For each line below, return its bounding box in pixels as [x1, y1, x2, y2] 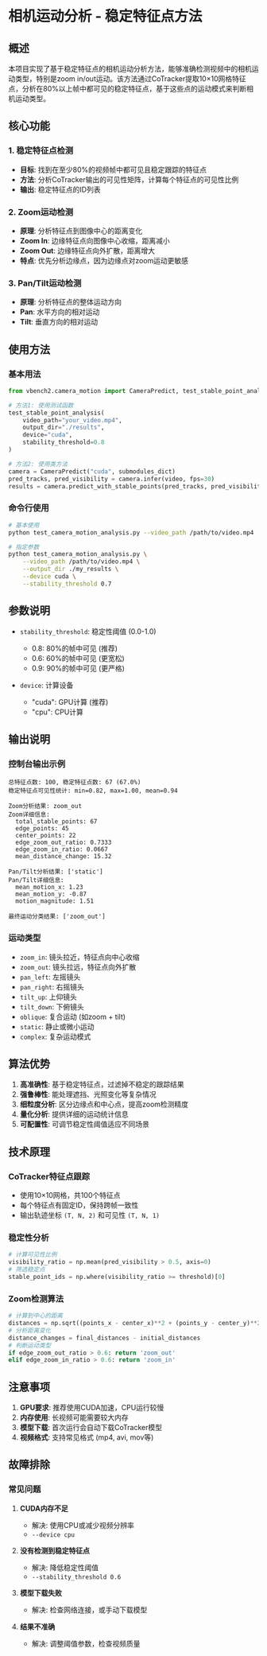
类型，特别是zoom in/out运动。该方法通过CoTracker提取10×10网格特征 [14, 74, 246, 84]
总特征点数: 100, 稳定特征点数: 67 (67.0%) [8, 779, 141, 787]
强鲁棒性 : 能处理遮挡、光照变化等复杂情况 [19, 1090, 157, 1099]
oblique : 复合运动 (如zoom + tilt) [19, 1012, 126, 1021]
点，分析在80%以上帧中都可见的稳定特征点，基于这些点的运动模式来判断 [8, 84, 247, 93]
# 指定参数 [8, 542, 40, 551]
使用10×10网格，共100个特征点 [19, 1191, 121, 1200]
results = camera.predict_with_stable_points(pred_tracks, [8, 482, 208, 490]
